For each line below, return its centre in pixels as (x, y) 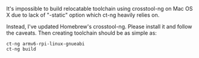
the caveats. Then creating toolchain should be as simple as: (81, 33)
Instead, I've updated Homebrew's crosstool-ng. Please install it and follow (99, 27)
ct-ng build (21, 49)
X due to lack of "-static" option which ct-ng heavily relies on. (83, 15)
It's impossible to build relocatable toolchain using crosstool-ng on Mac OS (99, 9)
